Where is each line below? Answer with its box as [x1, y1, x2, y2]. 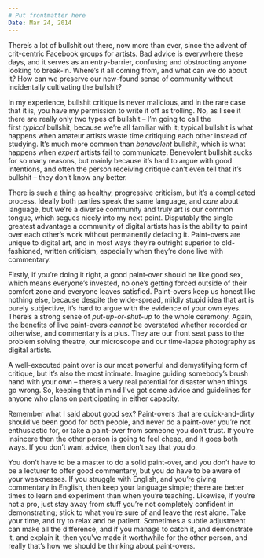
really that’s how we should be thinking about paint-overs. [8, 541, 196, 550]
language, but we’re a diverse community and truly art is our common [8, 204, 233, 214]
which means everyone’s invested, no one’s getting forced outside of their [8, 278, 247, 288]
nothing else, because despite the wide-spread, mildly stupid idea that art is [8, 295, 255, 304]
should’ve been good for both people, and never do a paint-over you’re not [8, 417, 251, 427]
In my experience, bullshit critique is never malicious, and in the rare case [8, 97, 246, 107]
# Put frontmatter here [8, 11, 86, 20]
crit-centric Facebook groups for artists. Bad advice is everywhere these [8, 49, 244, 58]
